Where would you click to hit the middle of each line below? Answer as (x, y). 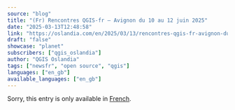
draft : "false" (29, 40)
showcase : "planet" (36, 46)
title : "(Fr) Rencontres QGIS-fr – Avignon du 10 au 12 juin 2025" (108, 20)
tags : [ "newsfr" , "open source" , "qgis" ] (69, 66)
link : (15, 33)
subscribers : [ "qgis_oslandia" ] (54, 53)
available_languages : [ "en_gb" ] (54, 79)
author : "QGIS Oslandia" (43, 60)
